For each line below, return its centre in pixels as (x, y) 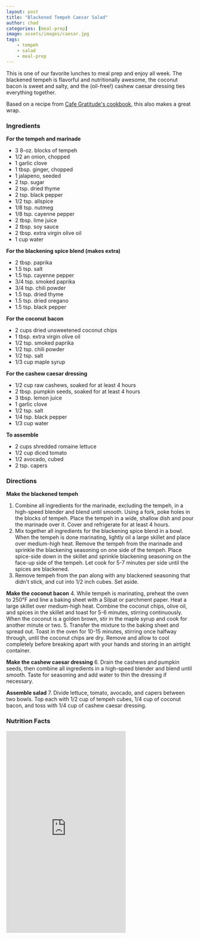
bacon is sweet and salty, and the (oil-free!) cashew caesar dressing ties (96, 86)
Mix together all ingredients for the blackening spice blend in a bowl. (99, 531)
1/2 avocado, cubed (39, 459)
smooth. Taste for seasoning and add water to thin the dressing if (87, 675)
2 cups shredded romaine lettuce (56, 446)
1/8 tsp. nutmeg (34, 208)
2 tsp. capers (31, 465)
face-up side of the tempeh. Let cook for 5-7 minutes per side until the (101, 563)
